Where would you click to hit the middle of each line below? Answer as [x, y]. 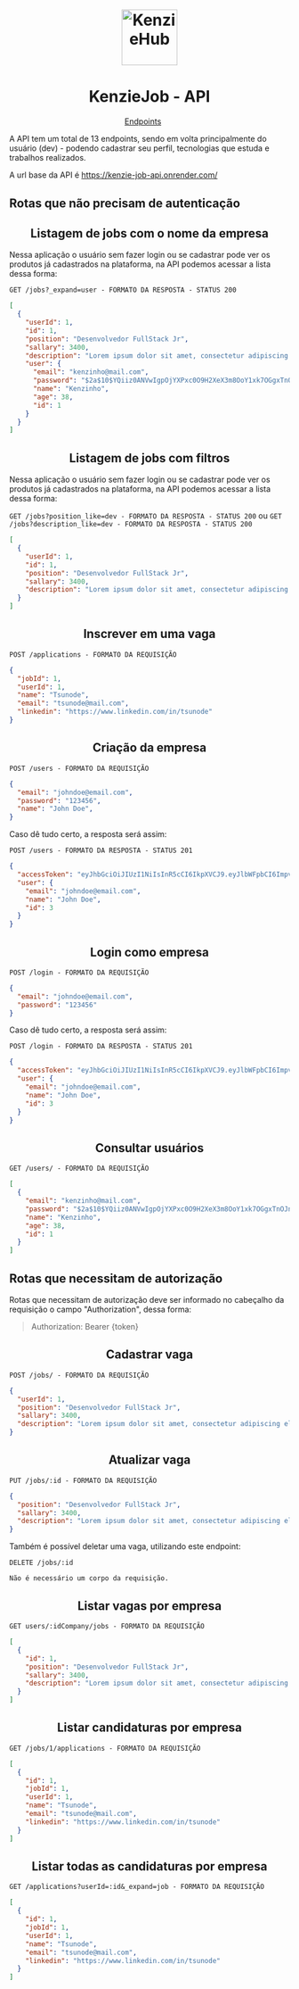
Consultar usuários [149, 1148]
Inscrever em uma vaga [149, 634]
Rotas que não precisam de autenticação [125, 203]
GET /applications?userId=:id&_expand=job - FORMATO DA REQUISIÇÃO [137, 1887]
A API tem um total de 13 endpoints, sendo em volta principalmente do [138, 139]
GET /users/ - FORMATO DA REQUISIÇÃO [79, 1169]
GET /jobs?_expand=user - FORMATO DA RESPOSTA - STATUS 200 [123, 290]
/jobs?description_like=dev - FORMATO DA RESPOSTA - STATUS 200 [131, 525]
